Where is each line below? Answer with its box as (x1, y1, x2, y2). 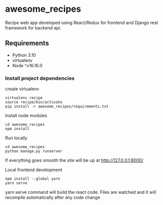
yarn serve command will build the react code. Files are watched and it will (5, 189, 156, 195)
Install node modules (5, 113, 48, 119)
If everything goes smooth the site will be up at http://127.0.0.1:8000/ (5, 157, 144, 163)
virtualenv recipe (5, 96, 43, 101)
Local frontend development (5, 167, 62, 173)
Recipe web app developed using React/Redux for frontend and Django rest (5, 20, 158, 26)
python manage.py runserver (5, 149, 63, 154)
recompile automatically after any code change (5, 195, 101, 201)
